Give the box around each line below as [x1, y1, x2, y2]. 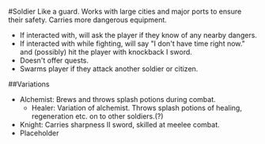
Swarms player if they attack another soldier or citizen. [19, 64, 199, 74]
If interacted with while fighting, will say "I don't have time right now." [19, 39, 245, 48]
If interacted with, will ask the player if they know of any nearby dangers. [19, 31, 257, 40]
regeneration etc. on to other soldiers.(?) [31, 112, 164, 121]
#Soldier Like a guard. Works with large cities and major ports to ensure [8, 7, 242, 16]
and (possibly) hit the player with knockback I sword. [19, 47, 192, 56]
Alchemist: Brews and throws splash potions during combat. [19, 95, 216, 104]
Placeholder [19, 128, 59, 138]
